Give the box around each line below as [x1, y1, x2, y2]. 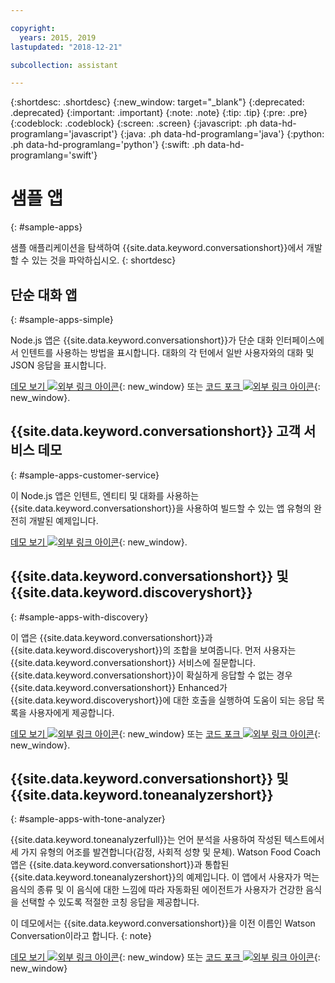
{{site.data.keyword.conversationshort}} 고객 [10, 423, 301, 440]
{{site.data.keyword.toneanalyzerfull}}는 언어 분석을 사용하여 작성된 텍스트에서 [10, 834, 325, 846]
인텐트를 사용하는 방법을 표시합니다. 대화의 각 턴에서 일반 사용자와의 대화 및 [20, 347, 315, 358]
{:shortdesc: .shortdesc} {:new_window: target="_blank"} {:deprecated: [10, 96, 305, 108]
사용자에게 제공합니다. [28, 706, 115, 718]
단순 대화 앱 [10, 286, 78, 303]
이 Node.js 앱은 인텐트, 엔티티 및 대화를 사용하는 [10, 489, 200, 501]
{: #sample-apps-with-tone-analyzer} [10, 813, 166, 825]
